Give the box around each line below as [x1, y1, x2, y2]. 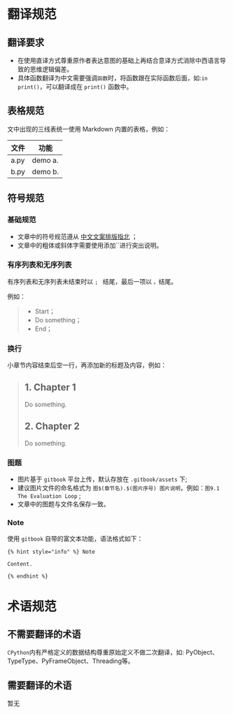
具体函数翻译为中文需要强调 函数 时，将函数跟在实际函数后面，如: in [17, 74, 208, 82]
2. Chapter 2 [24, 420, 80, 432]
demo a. [31, 155, 59, 165]
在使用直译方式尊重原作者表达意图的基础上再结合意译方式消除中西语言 [17, 57, 220, 64]
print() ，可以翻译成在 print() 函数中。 [17, 83, 133, 91]
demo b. [31, 166, 59, 176]
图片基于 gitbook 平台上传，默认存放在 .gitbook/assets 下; [17, 475, 188, 483]
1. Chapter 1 [24, 382, 76, 394]
